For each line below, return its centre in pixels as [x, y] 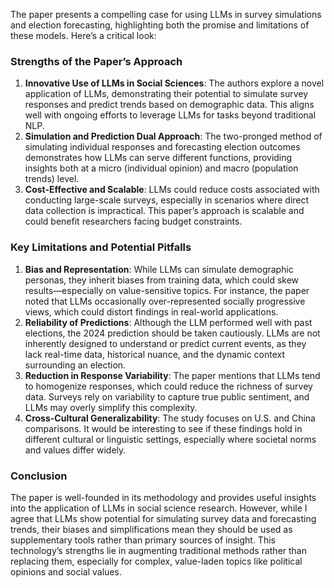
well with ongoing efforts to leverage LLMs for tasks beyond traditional [170, 115]
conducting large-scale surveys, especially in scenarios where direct [167, 200]
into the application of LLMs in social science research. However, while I [159, 508]
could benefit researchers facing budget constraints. [133, 221]
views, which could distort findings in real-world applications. [151, 311]
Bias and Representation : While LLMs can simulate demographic [159, 269]
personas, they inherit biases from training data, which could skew [162, 280]
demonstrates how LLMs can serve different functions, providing [158, 158]
